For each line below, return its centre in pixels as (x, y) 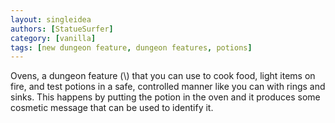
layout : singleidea (51, 19)
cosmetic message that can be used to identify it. (112, 108)
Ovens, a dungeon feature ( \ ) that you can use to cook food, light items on (163, 76)
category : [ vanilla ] (53, 38)
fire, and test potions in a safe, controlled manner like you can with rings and (168, 87)
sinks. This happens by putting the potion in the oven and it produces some (165, 97)
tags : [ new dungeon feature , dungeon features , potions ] (131, 47)
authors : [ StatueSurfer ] (62, 29)
